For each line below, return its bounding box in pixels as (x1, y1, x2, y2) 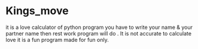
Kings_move (5, 4, 69, 18)
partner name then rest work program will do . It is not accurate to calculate (5, 30, 192, 37)
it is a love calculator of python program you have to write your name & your (5, 24, 193, 31)
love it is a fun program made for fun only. (5, 36, 109, 43)
